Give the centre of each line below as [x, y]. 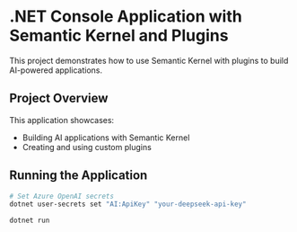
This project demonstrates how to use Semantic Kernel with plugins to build [149, 60]
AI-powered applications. [56, 70]
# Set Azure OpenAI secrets [62, 196]
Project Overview [59, 98]
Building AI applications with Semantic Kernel [106, 138]
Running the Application [79, 176]
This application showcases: [62, 120]
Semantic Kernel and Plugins [119, 36]
